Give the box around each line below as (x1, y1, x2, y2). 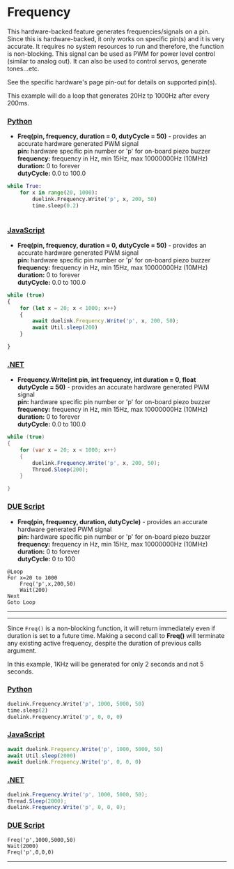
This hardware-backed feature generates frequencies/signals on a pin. (7, 27, 210, 36)
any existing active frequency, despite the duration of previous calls (7, 639, 202, 647)
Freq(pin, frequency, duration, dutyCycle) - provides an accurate (17, 517, 208, 526)
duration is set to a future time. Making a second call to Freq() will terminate (7, 631, 225, 639)
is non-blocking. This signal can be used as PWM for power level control (7, 50, 216, 58)
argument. (7, 646, 37, 655)
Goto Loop (7, 598, 36, 606)
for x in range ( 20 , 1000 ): (19, 189, 98, 196)
